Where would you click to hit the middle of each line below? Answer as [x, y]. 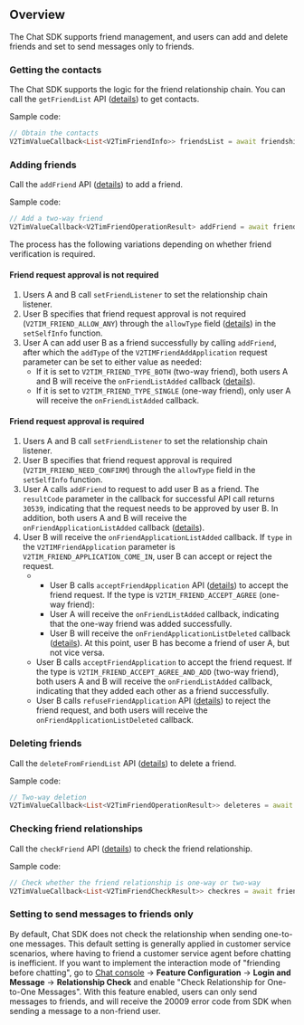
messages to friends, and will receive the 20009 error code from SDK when [151, 1001]
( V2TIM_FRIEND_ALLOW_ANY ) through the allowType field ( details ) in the [149, 324]
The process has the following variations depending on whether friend [140, 244]
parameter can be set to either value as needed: [112, 362]
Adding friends [43, 165]
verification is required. [52, 253]
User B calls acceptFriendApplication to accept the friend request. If [164, 662]
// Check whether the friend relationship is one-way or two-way [135, 883]
